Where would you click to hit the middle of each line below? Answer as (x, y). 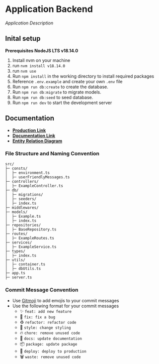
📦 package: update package (48, 344)
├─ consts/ (16, 168)
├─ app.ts (15, 273)
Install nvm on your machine (41, 60)
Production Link (29, 130)
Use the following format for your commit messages (66, 306)
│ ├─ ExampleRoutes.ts (30, 238)
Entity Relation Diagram (37, 141)
